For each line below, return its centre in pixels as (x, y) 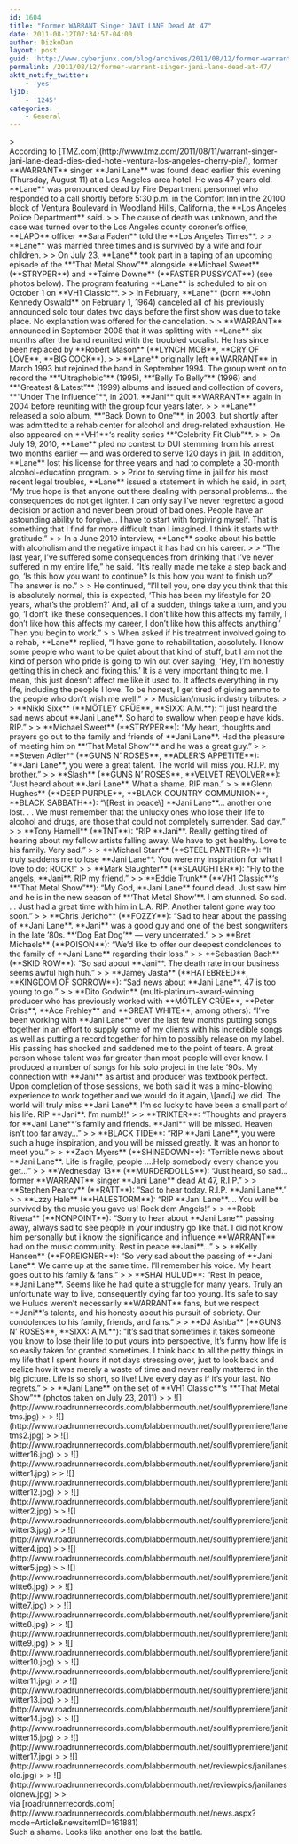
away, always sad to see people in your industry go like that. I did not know (146, 1228)
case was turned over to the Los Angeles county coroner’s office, (129, 227)
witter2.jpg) (30, 1511)
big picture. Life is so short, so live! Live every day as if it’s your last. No (140, 1379)
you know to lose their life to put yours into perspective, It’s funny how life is (148, 1341)
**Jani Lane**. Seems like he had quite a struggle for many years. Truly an (146, 1284)
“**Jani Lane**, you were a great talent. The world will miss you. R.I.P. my (145, 765)
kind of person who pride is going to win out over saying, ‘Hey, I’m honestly (147, 661)
